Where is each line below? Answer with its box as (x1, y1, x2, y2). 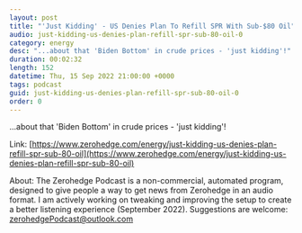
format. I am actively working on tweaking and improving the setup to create (9, 194, 292, 205)
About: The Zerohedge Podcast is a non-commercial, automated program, (9, 175, 284, 186)
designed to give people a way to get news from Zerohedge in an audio (9, 185, 274, 196)
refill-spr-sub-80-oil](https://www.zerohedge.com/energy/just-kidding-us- (9, 148, 287, 159)
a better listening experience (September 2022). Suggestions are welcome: (9, 204, 289, 215)
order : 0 (9, 96, 42, 106)
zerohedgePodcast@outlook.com (9, 213, 134, 225)
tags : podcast (9, 80, 63, 89)
